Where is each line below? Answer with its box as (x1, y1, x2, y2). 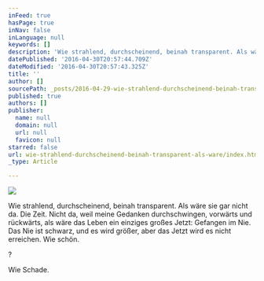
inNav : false (8, 26, 51, 34)
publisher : (8, 107, 44, 115)
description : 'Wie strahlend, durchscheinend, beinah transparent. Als (8, 48, 247, 56)
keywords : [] (8, 41, 51, 49)
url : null (15, 128, 47, 136)
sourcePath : (8, 84, 47, 93)
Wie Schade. (8, 265, 49, 275)
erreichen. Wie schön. (8, 235, 80, 244)
